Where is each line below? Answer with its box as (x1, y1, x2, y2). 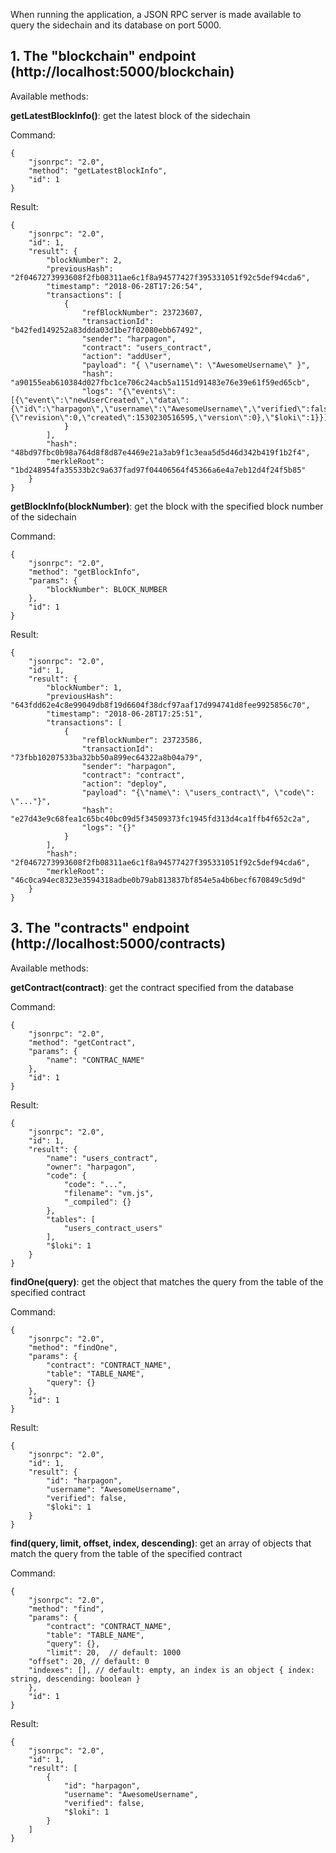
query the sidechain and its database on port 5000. (10, 19, 222, 31)
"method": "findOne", (28, 1342, 118, 1353)
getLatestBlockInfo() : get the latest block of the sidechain (10, 109, 251, 121)
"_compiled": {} (63, 1197, 132, 1207)
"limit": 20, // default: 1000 (46, 1647, 182, 1658)
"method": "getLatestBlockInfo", (28, 165, 168, 176)
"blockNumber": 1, (46, 682, 123, 693)
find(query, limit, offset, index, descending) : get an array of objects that (10, 1537, 312, 1549)
